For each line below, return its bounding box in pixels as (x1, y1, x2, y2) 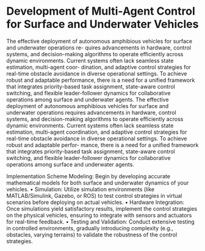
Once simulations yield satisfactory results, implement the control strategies (6, 205, 197, 212)
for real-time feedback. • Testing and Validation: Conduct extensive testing (6, 218, 195, 225)
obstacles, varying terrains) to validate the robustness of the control (6, 231, 178, 238)
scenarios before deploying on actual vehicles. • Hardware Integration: (6, 198, 185, 206)
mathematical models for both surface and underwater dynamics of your (6, 179, 189, 186)
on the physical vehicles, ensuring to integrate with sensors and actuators (6, 211, 192, 219)
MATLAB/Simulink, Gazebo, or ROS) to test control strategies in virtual (6, 192, 182, 199)
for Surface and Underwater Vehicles (6, 17, 199, 31)
